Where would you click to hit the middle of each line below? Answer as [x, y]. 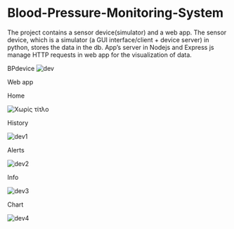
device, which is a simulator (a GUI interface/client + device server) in [108, 39]
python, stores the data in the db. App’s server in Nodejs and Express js [111, 47]
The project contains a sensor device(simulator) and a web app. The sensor [117, 32]
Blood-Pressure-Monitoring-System [115, 13]
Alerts [16, 150]
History [18, 123]
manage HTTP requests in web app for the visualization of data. [99, 55]
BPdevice [21, 68]
